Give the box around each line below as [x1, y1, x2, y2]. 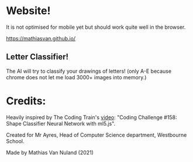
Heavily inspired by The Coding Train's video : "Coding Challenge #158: [6, 113, 177, 121]
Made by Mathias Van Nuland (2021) [6, 148, 94, 156]
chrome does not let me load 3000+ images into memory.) [6, 73, 147, 80]
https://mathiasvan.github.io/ [6, 35, 76, 42]
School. [6, 137, 25, 144]
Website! [6, 4, 51, 18]
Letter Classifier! [6, 52, 69, 62]
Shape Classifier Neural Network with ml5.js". [6, 120, 116, 127]
